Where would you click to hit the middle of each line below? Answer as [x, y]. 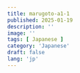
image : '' [22, 33]
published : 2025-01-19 [40, 20]
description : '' [31, 26]
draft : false [26, 53]
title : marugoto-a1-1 [39, 14]
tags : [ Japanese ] [35, 40]
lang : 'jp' [23, 59]
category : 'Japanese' [39, 46]
